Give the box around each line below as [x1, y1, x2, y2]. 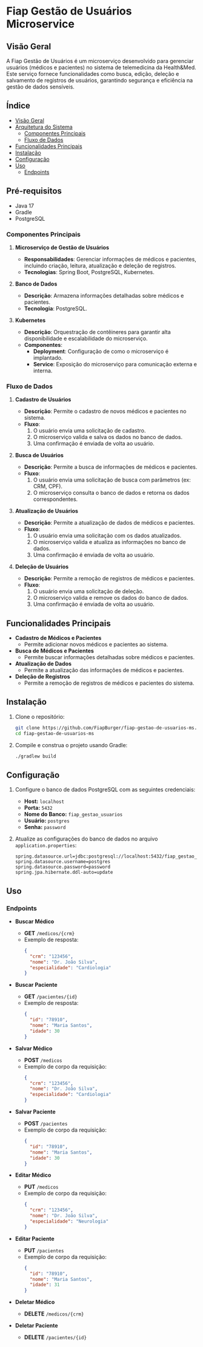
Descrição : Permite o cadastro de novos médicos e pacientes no [24, 408, 187, 415]
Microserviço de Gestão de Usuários [15, 244, 110, 251]
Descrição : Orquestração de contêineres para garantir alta [24, 328, 171, 335]
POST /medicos [24, 1056, 62, 1064]
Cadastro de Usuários [15, 396, 72, 403]
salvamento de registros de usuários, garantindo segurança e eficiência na [6, 77, 193, 84]
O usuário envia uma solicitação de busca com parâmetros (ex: [33, 476, 191, 483]
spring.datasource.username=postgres [15, 859, 111, 865]
